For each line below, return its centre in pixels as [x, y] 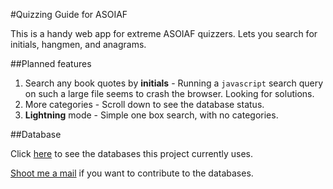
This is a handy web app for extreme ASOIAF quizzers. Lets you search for [164, 33]
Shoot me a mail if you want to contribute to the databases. [132, 173]
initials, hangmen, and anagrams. [78, 44]
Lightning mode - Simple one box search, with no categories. [151, 115]
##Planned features [51, 63]
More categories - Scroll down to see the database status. [144, 104]
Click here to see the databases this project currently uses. [131, 153]
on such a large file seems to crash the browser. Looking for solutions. [169, 93]
